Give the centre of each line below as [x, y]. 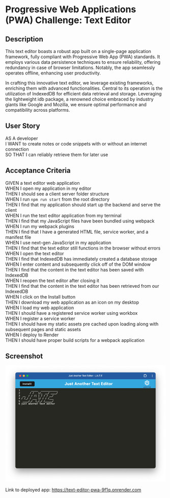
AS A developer [22, 138]
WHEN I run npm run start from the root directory [58, 199]
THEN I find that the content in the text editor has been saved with [75, 269]
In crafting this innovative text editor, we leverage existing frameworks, [79, 83]
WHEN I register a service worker [40, 318]
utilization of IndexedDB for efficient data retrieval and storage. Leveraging [83, 94]
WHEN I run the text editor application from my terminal [63, 215]
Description [24, 39]
